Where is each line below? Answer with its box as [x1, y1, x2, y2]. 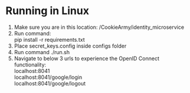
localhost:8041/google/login [14, 74, 83, 81]
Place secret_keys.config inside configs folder [14, 42, 127, 49]
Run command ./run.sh [14, 48, 70, 55]
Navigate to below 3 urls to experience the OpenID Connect [14, 55, 160, 62]
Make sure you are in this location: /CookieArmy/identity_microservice [14, 24, 184, 31]
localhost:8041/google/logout [14, 79, 86, 87]
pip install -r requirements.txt [14, 36, 85, 43]
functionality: [14, 61, 47, 68]
